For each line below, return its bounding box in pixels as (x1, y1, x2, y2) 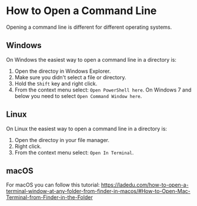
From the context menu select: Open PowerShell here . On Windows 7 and (14, 86, 192, 93)
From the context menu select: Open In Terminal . (14, 148, 134, 156)
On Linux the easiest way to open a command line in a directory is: (6, 125, 168, 132)
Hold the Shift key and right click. (14, 80, 98, 87)
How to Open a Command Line (6, 4, 157, 18)
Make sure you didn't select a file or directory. (14, 73, 126, 80)
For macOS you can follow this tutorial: (6, 181, 100, 188)
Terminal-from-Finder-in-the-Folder (6, 194, 93, 201)
